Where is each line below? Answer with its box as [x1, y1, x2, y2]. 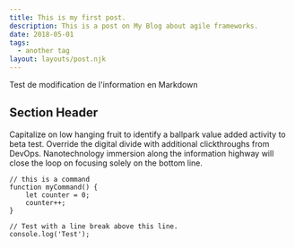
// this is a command [9, 175, 91, 184]
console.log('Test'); [9, 229, 91, 238]
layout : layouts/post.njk [9, 55, 106, 64]
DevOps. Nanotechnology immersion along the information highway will [9, 148, 274, 158]
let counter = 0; [25, 190, 91, 200]
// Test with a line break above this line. [9, 221, 178, 231]
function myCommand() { [9, 183, 99, 192]
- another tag [17, 47, 70, 56]
